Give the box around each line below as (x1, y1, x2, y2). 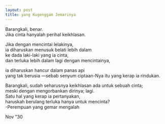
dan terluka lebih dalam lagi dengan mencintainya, (5, 57, 111, 63)
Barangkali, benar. (5, 26, 43, 32)
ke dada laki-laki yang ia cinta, (5, 52, 69, 58)
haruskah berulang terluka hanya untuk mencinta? (5, 98, 110, 104)
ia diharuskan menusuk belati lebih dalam (5, 47, 92, 53)
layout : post (5, 7, 33, 13)
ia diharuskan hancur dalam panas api (5, 67, 85, 73)
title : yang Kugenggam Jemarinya (5, 12, 76, 17)
